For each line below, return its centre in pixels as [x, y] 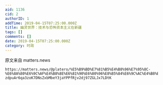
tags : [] [14, 32]
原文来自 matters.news [28, 60]
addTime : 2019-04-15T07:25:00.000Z [41, 23]
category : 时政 [20, 46]
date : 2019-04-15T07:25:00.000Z [38, 41]
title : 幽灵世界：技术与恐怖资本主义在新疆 [43, 28]
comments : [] [18, 37]
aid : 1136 [15, 9]
